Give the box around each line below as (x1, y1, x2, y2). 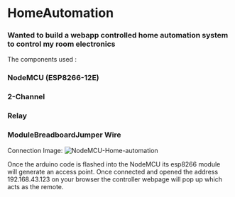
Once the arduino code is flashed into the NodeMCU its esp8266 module (7, 159, 221, 168)
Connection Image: (7, 146, 63, 154)
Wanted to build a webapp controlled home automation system (7, 30, 229, 40)
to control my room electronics (7, 39, 116, 49)
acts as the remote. (7, 182, 64, 191)
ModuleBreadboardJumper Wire (7, 130, 122, 140)
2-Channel (7, 92, 45, 102)
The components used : (7, 55, 77, 64)
